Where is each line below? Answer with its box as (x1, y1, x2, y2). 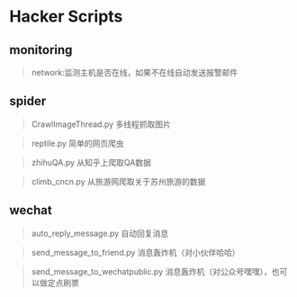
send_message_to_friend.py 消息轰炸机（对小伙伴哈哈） (31, 247, 240, 257)
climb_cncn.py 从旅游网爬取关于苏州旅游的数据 (31, 175, 206, 186)
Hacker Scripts (9, 6, 123, 27)
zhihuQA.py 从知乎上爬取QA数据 (31, 157, 151, 167)
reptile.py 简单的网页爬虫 (31, 138, 124, 148)
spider (9, 94, 47, 109)
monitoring (9, 42, 73, 58)
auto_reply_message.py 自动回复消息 (31, 228, 169, 238)
